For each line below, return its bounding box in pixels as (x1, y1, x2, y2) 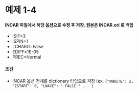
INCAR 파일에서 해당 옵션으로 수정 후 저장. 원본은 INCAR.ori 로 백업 (5, 22, 134, 28)
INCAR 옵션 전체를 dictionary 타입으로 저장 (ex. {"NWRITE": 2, (12, 78, 134, 84)
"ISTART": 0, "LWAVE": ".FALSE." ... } (12, 83, 94, 89)
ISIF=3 (12, 33, 26, 39)
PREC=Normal (12, 54, 42, 60)
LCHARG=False (12, 44, 44, 50)
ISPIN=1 (12, 38, 28, 44)
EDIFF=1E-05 (12, 49, 39, 55)
